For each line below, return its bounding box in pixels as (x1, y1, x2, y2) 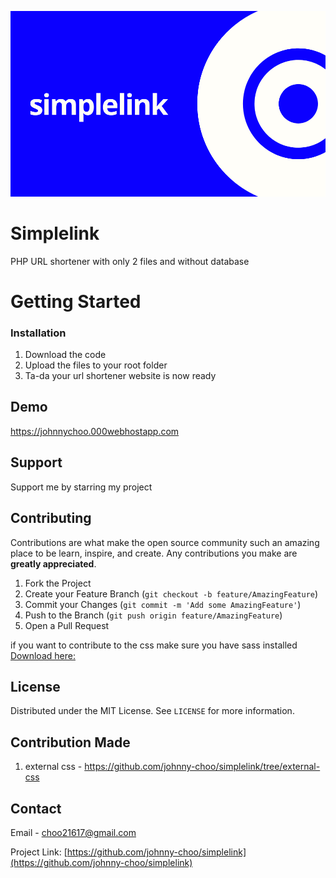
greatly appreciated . (10, 557, 97, 570)
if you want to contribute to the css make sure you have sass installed (10, 639, 298, 651)
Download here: (10, 649, 76, 661)
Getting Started (10, 290, 142, 313)
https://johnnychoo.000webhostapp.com (10, 425, 180, 437)
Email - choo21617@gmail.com (10, 826, 137, 838)
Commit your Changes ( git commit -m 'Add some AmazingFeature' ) (24, 598, 302, 610)
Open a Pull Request (24, 619, 110, 631)
